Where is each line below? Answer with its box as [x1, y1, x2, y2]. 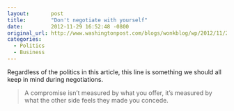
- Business [13, 49, 45, 56]
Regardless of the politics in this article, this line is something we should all [7, 67, 221, 76]
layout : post [7, 10, 64, 17]
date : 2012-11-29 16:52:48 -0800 [7, 23, 130, 30]
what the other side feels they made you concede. [24, 96, 169, 104]
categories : [7, 36, 42, 43]
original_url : [7, 29, 49, 37]
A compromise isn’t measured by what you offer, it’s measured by [24, 88, 212, 97]
